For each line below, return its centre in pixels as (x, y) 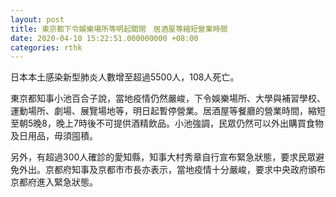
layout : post (37, 19)
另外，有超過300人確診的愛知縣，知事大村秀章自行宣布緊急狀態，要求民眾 (163, 157)
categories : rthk (46, 47)
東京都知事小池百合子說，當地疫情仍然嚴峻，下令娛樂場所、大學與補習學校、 (168, 98)
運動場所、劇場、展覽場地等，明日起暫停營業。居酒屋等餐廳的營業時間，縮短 (168, 111)
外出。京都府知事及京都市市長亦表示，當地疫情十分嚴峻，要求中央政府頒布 (172, 170)
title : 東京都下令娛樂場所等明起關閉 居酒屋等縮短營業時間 (119, 29)
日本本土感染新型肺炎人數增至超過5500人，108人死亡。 (125, 77)
